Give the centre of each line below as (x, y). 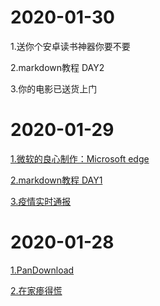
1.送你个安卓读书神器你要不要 (70, 46)
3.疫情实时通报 (41, 201)
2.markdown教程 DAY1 (56, 180)
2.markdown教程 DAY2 (57, 67)
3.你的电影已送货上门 (54, 88)
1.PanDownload (42, 270)
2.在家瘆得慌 (36, 290)
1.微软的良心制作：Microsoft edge (80, 158)
